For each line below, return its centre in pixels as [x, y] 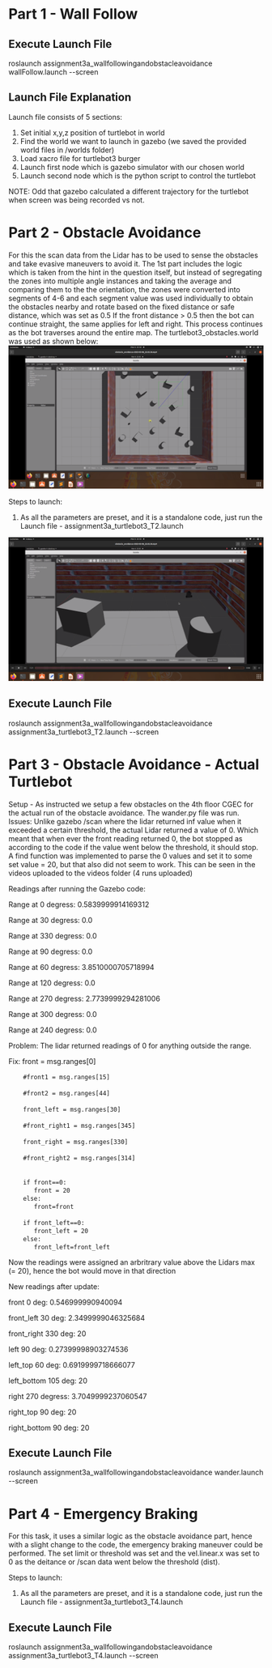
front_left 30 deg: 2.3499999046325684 [77, 1317]
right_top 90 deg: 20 [42, 1412]
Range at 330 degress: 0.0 [53, 935]
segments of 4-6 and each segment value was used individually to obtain [131, 298]
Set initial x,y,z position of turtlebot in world [92, 132]
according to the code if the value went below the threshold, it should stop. [134, 847]
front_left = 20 [61, 1231]
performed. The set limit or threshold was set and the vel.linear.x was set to [134, 1553]
